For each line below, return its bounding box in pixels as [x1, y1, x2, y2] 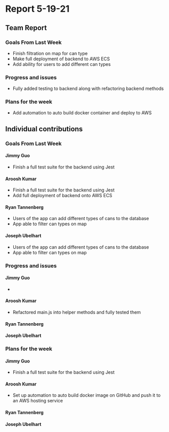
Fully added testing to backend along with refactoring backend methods [12, 85, 164, 92]
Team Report [5, 23, 47, 32]
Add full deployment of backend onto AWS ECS [12, 193, 112, 199]
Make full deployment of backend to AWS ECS [12, 56, 110, 62]
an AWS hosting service [12, 398, 63, 404]
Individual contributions [5, 125, 83, 133]
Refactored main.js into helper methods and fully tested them [12, 309, 141, 315]
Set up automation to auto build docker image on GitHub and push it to [12, 392, 161, 398]
